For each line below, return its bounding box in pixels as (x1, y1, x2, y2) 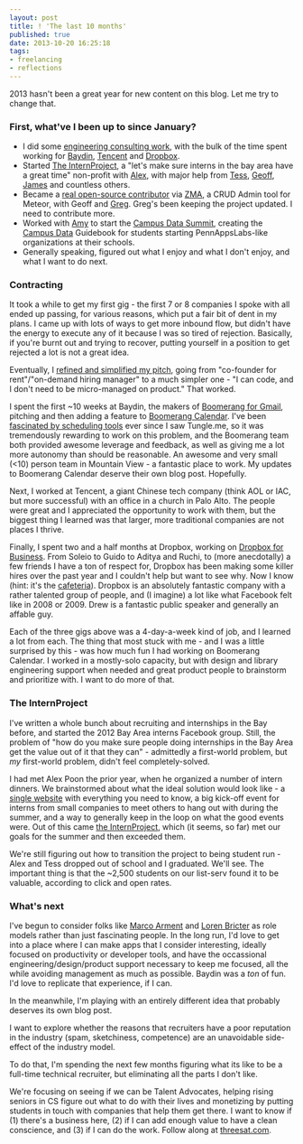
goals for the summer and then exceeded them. (9, 831, 187, 842)
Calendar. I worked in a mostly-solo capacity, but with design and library (9, 656, 279, 666)
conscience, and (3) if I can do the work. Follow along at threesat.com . (9, 1125, 272, 1136)
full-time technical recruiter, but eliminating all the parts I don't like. (9, 1069, 259, 1080)
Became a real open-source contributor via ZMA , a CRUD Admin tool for (22, 189, 291, 200)
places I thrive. (9, 525, 65, 535)
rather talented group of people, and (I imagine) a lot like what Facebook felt (9, 590, 293, 600)
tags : (9, 47, 30, 56)
